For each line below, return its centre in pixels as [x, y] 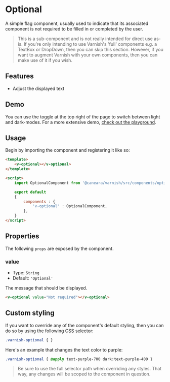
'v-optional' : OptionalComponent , [70, 206]
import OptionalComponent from [47, 183]
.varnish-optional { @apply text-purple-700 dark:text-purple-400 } [79, 359]
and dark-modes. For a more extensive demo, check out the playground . [81, 122]
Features [19, 76]
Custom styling [30, 313]
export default [30, 192]
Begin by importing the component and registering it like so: [68, 150]
